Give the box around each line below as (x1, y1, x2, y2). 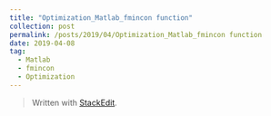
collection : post (9, 22, 75, 31)
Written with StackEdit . (31, 97, 118, 108)
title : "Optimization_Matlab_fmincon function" (9, 13, 194, 23)
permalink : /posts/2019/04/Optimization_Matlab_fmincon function (9, 30, 262, 39)
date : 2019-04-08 (9, 38, 75, 48)
